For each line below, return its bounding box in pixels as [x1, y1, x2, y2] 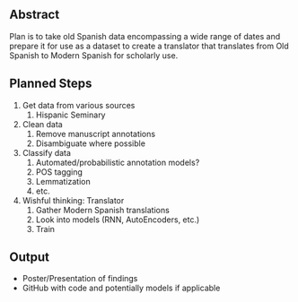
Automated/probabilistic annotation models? [35, 157, 200, 168]
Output [9, 250, 49, 265]
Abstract [9, 7, 60, 22]
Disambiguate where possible [35, 138, 146, 149]
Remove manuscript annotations [35, 128, 155, 139]
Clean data [22, 118, 63, 129]
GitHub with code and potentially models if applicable [22, 282, 221, 294]
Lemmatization [35, 176, 92, 186]
